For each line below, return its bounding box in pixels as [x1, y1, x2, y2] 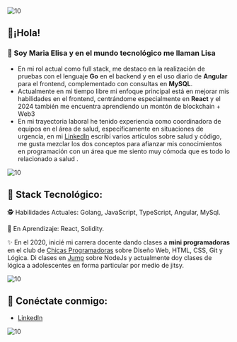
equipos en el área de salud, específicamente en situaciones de [17, 124, 204, 133]
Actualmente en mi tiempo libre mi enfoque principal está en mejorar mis [17, 87, 230, 95]
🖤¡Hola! [7, 27, 41, 39]
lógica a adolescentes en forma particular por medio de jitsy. [7, 261, 184, 269]
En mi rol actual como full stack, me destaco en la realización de [17, 64, 205, 73]
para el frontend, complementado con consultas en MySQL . [17, 79, 193, 88]
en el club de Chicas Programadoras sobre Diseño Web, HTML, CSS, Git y [7, 246, 223, 254]
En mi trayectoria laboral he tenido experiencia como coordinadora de [17, 117, 221, 125]
